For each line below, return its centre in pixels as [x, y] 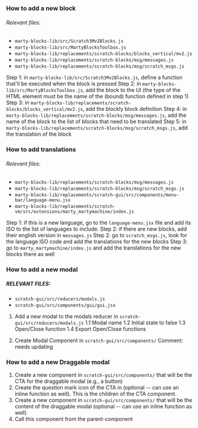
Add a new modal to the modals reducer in [66, 317]
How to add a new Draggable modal [58, 362]
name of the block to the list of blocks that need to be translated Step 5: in [96, 122]
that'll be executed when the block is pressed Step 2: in [74, 84]
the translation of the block [39, 134]
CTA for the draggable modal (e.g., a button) [69, 381]
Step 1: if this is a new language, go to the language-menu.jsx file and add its [99, 223]
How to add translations [41, 149]
